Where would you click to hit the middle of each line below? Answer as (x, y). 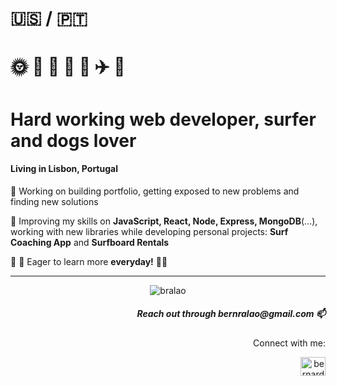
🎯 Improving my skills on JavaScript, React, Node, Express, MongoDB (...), (164, 221)
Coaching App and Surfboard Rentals (90, 242)
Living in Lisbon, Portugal (64, 169)
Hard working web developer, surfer (163, 119)
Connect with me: (289, 343)
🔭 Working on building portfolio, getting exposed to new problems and (155, 191)
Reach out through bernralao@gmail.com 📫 (231, 314)
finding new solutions (54, 201)
